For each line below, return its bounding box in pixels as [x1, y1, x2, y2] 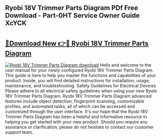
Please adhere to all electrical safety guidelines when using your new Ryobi [5, 88, 158, 94]
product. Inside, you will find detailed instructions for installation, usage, [5, 78, 150, 83]
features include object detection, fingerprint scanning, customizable [5, 98, 144, 104]
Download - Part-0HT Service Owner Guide [5, 12, 140, 20]
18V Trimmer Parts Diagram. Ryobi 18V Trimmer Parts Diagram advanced [5, 93, 152, 99]
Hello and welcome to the [99, 62, 152, 68]
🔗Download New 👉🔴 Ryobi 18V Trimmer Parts [5, 39, 149, 48]
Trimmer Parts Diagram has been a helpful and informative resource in [5, 114, 147, 120]
